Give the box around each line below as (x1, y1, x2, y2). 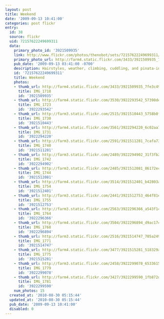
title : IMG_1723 (18, 102, 51, 107)
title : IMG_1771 (18, 239, 51, 243)
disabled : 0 (9, 306, 34, 311)
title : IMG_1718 (18, 89, 51, 94)
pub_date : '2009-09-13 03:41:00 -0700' (14, 61, 95, 66)
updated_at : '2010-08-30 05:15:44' (9, 297, 82, 302)
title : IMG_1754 (18, 184, 51, 189)
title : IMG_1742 (18, 157, 51, 161)
